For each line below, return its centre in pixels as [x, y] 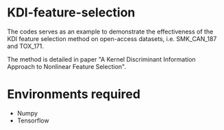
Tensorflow [33, 120]
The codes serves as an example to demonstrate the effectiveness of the [110, 31]
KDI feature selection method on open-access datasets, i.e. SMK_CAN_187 [112, 38]
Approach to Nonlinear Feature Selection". [67, 66]
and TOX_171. [26, 46]
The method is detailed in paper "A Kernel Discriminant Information [102, 59]
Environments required [74, 94]
